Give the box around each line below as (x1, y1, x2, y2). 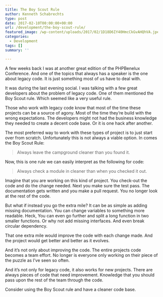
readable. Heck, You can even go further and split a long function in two (5, 213, 149, 218)
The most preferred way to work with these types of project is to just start (5, 130, 153, 135)
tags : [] (5, 43, 23, 48)
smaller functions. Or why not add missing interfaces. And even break (5, 218, 145, 224)
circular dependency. (5, 223, 48, 229)
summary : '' (5, 48, 29, 52)
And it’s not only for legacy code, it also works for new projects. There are (5, 266, 153, 272)
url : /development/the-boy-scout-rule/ (5, 25, 86, 30)
